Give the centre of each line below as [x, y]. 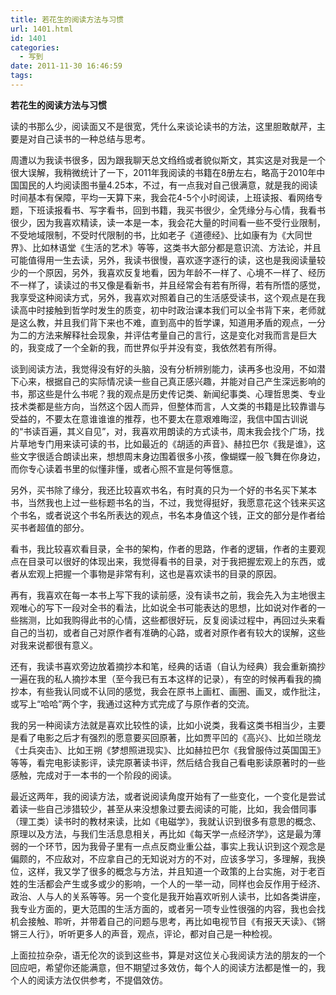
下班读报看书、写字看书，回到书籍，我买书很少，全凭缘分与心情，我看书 [176, 210]
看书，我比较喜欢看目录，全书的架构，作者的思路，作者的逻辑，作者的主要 [163, 548]
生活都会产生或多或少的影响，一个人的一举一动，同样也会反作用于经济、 [176, 883]
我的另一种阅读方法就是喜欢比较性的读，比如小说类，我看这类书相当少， [159, 725]
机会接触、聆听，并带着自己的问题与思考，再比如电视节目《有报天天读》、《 [163, 921]
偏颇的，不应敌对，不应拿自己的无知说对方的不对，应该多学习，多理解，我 [163, 858]
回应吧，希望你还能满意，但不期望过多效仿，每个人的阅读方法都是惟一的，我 [168, 967]
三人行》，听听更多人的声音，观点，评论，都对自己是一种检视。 [148, 933]
